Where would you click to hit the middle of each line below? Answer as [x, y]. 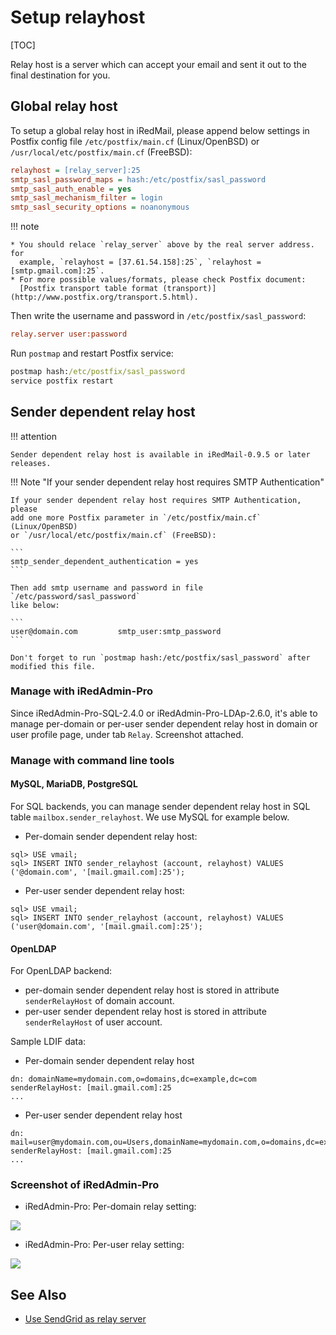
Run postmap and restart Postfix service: [92, 353]
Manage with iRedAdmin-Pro [82, 691]
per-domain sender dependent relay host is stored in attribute [152, 990]
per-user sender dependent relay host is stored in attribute [145, 1012]
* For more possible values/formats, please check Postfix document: [158, 280]
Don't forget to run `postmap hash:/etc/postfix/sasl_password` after [160, 657]
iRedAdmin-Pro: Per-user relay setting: [104, 1245]
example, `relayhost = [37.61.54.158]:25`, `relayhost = [140, 262]
